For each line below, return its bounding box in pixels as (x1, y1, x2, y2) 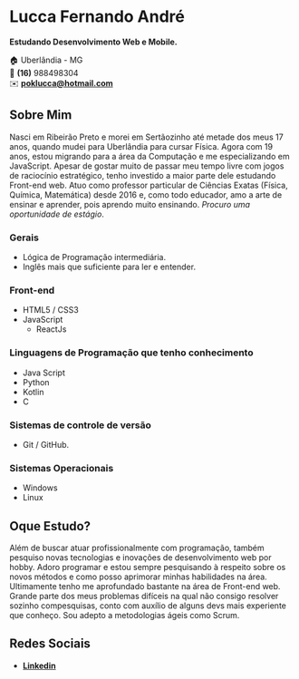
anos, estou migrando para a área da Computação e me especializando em (9, 150, 290, 161)
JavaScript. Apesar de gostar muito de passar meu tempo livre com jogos (9, 160, 285, 171)
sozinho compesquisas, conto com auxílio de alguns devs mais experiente (9, 600, 287, 611)
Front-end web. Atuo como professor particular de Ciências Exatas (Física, (9, 179, 288, 190)
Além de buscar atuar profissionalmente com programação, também (9, 542, 265, 554)
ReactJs (35, 324, 67, 335)
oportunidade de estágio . (9, 209, 104, 219)
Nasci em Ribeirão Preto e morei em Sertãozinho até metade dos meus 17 (9, 131, 284, 142)
